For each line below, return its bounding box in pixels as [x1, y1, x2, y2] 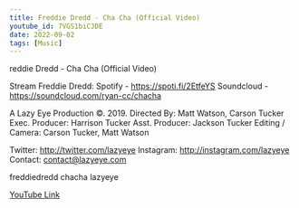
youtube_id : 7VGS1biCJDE [9, 22, 103, 31]
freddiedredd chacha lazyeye [9, 172, 120, 183]
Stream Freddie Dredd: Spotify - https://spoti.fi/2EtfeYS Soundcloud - [9, 80, 269, 91]
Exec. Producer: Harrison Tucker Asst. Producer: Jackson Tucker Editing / [9, 118, 285, 128]
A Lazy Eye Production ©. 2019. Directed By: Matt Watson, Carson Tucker [9, 108, 285, 118]
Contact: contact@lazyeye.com [9, 155, 127, 165]
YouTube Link [9, 189, 61, 200]
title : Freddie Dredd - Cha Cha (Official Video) [9, 13, 201, 23]
